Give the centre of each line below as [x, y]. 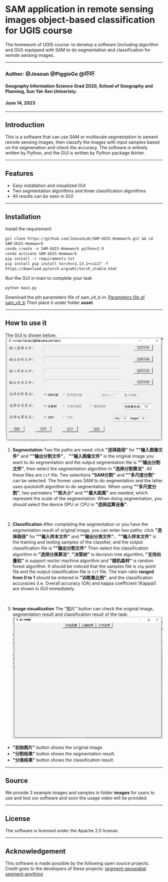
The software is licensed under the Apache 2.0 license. [62, 831]
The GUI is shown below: [31, 335]
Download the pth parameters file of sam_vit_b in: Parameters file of [75, 297]
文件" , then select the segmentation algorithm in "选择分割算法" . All [82, 469]
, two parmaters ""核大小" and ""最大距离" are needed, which [84, 493]
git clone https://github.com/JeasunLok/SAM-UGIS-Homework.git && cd [79, 239]
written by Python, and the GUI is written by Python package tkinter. [75, 153]
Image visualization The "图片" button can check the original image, [83, 608]
